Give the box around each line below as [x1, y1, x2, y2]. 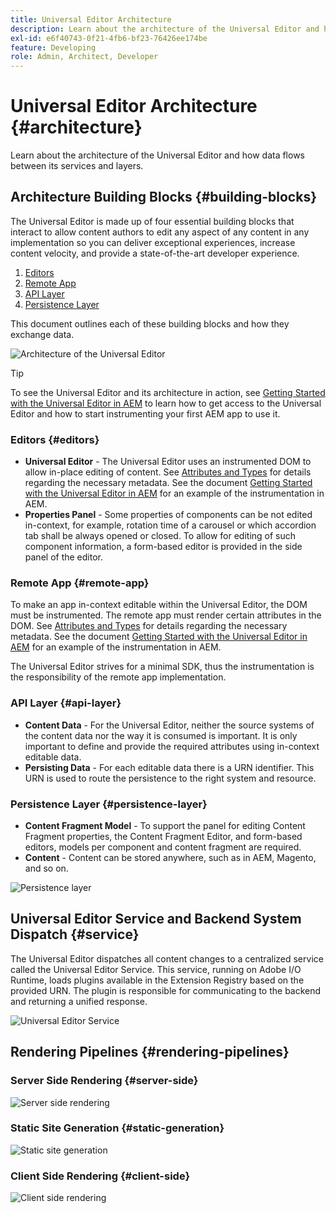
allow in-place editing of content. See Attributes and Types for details [24, 466, 312, 478]
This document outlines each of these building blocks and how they [10, 317, 290, 330]
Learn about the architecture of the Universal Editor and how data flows [10, 149, 306, 161]
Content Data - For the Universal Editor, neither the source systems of [24, 719, 315, 731]
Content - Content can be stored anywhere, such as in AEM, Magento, [24, 852, 317, 864]
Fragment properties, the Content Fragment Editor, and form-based [24, 831, 303, 843]
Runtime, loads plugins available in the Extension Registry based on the [10, 974, 305, 986]
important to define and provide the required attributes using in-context [24, 740, 320, 752]
